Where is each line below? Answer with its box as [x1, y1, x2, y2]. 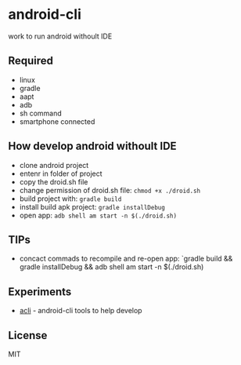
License [8, 328, 48, 342]
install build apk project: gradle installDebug [19, 202, 166, 211]
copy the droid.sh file [19, 177, 88, 186]
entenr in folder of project [19, 169, 103, 178]
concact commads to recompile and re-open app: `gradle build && [19, 254, 233, 264]
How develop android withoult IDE [8, 140, 178, 153]
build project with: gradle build [19, 194, 122, 203]
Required [8, 54, 53, 68]
